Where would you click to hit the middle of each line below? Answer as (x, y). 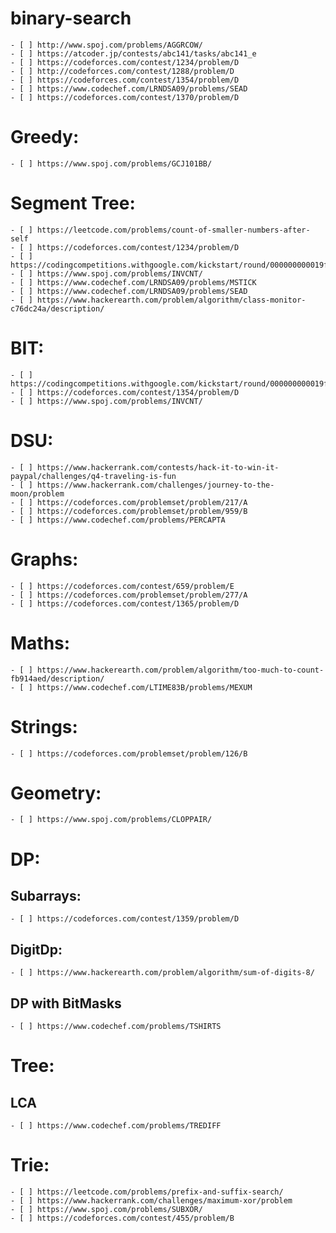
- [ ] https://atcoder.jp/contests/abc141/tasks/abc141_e (133, 53)
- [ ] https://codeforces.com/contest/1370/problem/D (125, 97)
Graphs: (44, 559)
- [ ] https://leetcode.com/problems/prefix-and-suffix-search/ (147, 1192)
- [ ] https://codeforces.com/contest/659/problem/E (122, 586)
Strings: (44, 726)
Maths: (40, 643)
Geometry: (56, 793)
